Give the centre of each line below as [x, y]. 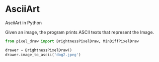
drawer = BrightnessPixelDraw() [39, 50]
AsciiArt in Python [24, 23]
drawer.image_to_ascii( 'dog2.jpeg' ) [43, 55]
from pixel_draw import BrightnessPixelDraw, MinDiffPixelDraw [72, 41]
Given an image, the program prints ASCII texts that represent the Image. [79, 32]
